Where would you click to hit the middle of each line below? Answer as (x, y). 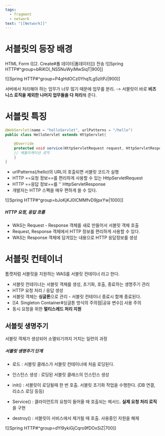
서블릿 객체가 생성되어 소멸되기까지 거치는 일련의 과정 (56, 338)
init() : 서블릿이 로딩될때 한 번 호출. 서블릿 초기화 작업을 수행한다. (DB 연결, (84, 385)
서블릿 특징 (26, 117)
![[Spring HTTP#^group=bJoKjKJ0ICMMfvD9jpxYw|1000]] (64, 200)
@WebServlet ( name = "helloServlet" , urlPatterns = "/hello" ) (69, 130)
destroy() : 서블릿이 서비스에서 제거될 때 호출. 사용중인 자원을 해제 (76, 418)
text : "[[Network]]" (26, 23)
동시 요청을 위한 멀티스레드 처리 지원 (47, 309)
